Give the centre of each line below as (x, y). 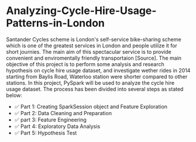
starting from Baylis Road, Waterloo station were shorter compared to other (97, 77)
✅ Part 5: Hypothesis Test (46, 133)
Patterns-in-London (56, 23)
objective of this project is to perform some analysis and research (85, 64)
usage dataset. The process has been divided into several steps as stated (95, 89)
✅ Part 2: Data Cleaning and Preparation (63, 113)
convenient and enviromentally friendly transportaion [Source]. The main (94, 58)
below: (14, 95)
